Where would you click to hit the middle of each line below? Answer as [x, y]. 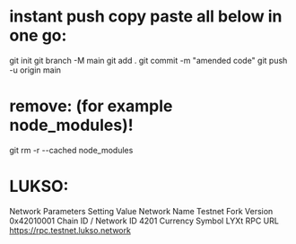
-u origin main [35, 70]
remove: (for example [91, 106]
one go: [38, 35]
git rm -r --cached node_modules [71, 150]
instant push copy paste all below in [146, 17]
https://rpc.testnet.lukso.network [70, 230]
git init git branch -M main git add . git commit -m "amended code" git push [148, 60]
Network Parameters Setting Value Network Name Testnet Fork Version [141, 211]
